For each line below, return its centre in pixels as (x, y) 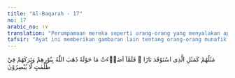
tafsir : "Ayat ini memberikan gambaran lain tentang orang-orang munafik (117, 40)
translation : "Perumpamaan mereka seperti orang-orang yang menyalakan (114, 33)
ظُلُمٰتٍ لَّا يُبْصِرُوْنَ (29, 67)
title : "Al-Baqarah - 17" (45, 14)
